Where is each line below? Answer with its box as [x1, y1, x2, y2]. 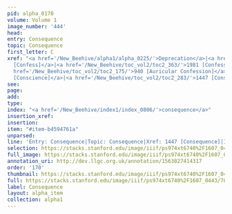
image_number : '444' [7, 23, 67, 30]
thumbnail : [7, 171, 39, 177]
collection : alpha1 [7, 196, 64, 204]
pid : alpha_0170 [7, 10, 54, 17]
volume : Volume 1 [7, 17, 57, 23]
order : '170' [7, 164, 45, 171]
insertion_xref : [7, 113, 54, 119]
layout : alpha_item [7, 190, 64, 197]
